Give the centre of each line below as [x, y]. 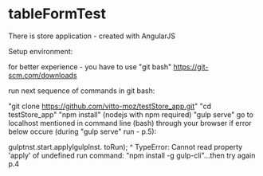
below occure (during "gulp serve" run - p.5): [82, 131]
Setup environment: [41, 51]
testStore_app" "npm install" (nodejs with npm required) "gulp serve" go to [131, 114]
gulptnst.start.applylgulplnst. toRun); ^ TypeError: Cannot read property [126, 147]
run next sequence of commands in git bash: [82, 90]
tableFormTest [57, 14]
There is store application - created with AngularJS [92, 36]
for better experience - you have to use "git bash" [90, 66]
